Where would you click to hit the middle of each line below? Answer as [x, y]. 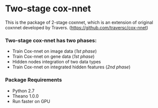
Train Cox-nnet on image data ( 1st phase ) [55, 51]
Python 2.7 [23, 91]
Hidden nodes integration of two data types [57, 62]
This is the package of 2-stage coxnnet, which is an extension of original [79, 22]
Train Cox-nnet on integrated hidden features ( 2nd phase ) [71, 67]
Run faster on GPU [31, 101]
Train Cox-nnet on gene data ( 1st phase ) [53, 56]
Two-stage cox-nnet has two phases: [51, 40]
